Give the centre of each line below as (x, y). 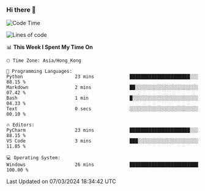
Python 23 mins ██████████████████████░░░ (102, 77)
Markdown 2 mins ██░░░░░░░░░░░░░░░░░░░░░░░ (102, 88)
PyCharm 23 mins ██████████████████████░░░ (102, 130)
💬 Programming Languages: (39, 72)
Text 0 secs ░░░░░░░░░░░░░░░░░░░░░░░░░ (102, 109)
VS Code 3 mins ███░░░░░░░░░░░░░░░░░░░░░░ (102, 141)
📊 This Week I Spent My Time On (50, 47)
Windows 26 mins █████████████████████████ (102, 165)
